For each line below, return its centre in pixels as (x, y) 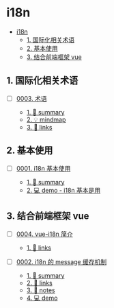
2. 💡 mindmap (46, 119)
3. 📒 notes (41, 290)
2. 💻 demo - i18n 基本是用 (63, 190)
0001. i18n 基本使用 (43, 168)
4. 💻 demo (42, 298)
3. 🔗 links (39, 127)
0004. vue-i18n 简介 (44, 234)
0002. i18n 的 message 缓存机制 (61, 261)
